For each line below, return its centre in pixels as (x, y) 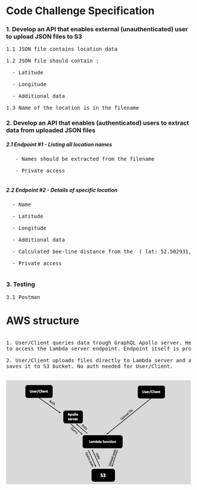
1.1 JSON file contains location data (62, 49)
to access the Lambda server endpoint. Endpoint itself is (93, 349)
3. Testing (21, 285)
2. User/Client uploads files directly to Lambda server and (96, 360)
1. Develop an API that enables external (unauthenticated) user (97, 29)
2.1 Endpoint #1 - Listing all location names (59, 144)
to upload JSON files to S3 (44, 36)
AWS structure (43, 320)
